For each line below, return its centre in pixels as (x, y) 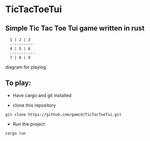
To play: (18, 83)
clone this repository (34, 105)
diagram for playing (26, 67)
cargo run (16, 133)
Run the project (29, 124)
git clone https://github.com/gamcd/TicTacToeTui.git (64, 115)
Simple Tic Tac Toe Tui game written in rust (75, 28)
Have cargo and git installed (42, 95)
